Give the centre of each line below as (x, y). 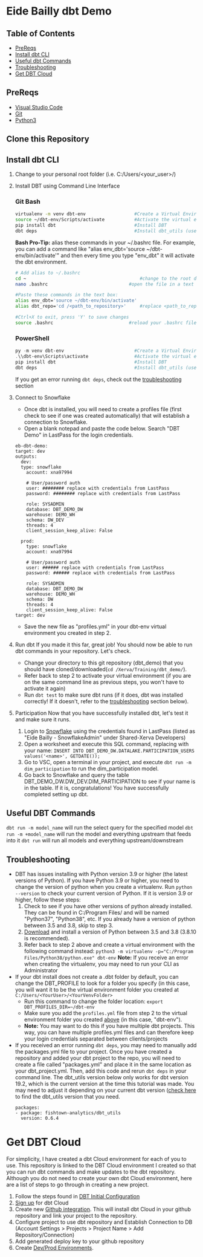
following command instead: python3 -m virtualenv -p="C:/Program (108, 951)
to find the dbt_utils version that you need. (68, 1097)
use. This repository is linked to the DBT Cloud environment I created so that (101, 1166)
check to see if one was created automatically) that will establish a (107, 415)
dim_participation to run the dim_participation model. (91, 768)
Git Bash (28, 201)
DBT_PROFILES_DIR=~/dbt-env (59, 1007)
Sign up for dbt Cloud (42, 1203)
